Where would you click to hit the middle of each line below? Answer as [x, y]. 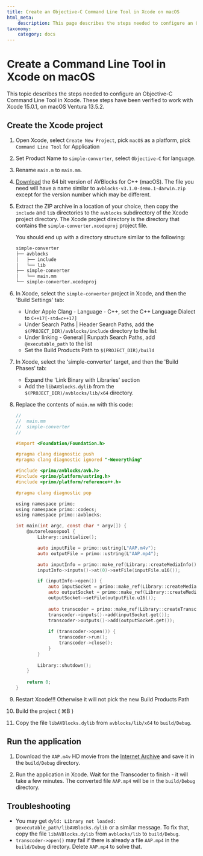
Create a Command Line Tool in [86, 64]
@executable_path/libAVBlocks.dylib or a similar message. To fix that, [102, 827]
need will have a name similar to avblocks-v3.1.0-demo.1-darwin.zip [101, 188]
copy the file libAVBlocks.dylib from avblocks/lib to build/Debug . [98, 834]
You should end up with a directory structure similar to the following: [100, 237]
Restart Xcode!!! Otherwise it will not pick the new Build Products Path [102, 699]
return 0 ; [39, 682]
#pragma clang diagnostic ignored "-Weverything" [79, 460]
